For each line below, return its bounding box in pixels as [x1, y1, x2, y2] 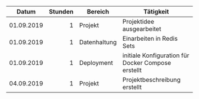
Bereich [86, 8, 110, 15]
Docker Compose [122, 59, 172, 67]
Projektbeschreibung [122, 76, 181, 84]
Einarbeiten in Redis [122, 35, 178, 42]
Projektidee [122, 18, 155, 25]
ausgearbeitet [122, 25, 162, 33]
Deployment [79, 59, 114, 67]
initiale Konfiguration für [122, 51, 190, 60]
